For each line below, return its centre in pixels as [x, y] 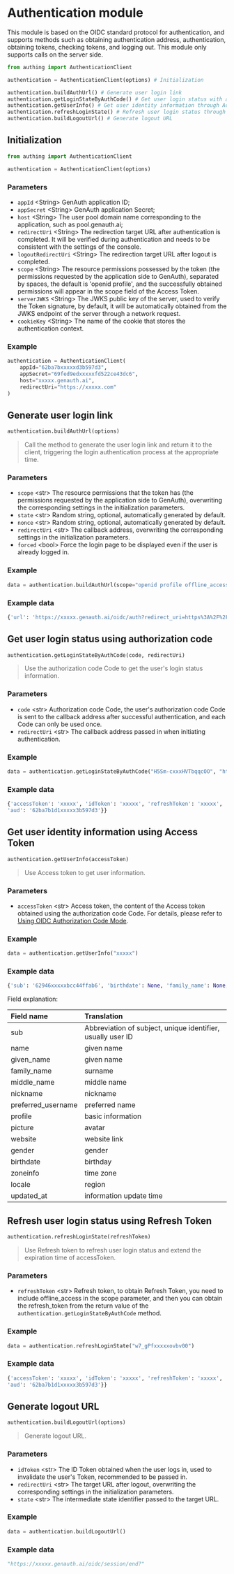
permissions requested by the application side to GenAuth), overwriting [120, 500]
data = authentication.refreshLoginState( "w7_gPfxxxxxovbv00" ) [101, 1346]
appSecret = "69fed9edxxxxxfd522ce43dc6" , [79, 374]
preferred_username [44, 1105]
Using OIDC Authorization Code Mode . [73, 920]
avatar [95, 1128]
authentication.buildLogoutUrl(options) [67, 1423]
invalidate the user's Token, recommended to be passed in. [102, 1477]
